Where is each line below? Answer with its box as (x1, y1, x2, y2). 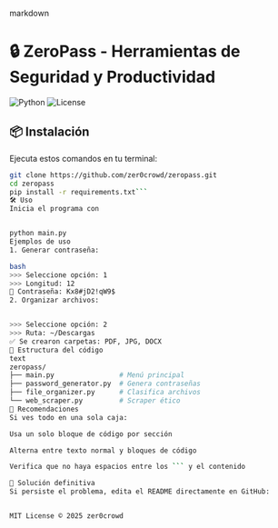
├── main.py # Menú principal (9, 371, 184, 380)
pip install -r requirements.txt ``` (9, 187, 148, 196)
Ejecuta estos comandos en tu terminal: (9, 153, 157, 164)
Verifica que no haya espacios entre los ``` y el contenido (9, 463, 246, 472)
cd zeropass (9, 179, 55, 188)
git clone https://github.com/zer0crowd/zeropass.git (9, 170, 218, 180)
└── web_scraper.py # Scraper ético (9, 396, 181, 405)
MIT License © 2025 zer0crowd (9, 512, 124, 521)
